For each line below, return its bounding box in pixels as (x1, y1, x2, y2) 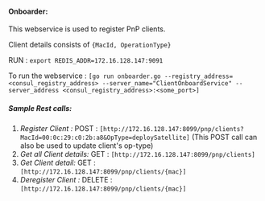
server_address (8, 87, 60, 95)
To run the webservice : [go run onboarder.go (8, 71, 161, 80)
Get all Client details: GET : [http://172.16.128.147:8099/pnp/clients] (19, 150, 256, 159)
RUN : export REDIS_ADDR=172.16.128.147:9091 (8, 55, 164, 65)
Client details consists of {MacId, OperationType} (8, 40, 172, 50)
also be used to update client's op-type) (19, 141, 154, 150)
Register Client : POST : (19, 124, 98, 133)
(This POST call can (192, 133, 258, 142)
